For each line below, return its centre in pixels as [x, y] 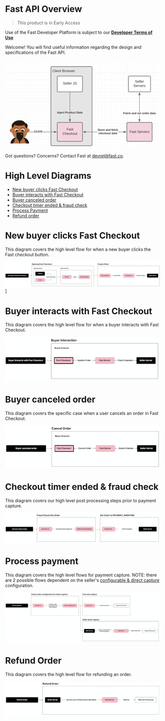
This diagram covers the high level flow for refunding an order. [68, 674]
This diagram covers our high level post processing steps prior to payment [81, 501]
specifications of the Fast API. [35, 52]
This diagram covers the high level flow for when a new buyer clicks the [78, 249]
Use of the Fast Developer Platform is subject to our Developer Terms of [79, 32]
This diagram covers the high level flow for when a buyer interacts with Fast [82, 325]
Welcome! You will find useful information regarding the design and [73, 47]
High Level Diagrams [48, 176]
